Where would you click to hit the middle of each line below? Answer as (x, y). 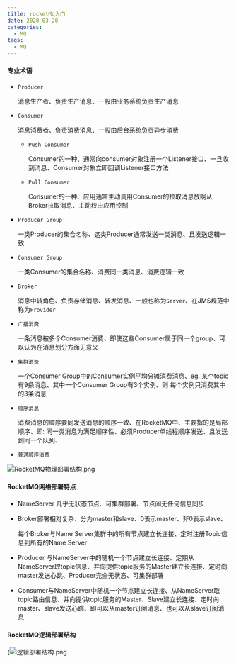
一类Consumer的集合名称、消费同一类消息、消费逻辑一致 (101, 272)
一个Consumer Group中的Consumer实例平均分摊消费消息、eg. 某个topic (123, 376)
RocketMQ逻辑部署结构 (42, 635)
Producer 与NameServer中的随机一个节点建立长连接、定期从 (106, 558)
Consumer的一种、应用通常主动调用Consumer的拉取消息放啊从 (120, 196)
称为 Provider (37, 310)
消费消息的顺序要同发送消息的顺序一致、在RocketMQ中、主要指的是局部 (123, 423)
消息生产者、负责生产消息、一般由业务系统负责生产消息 (98, 101)
